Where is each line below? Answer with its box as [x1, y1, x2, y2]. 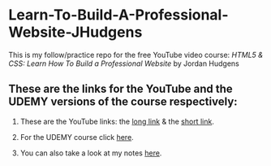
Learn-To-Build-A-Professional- [8, 6, 229, 24]
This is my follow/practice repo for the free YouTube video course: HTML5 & [8, 50, 264, 59]
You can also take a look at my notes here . [19, 148, 162, 158]
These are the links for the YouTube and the [8, 82, 233, 96]
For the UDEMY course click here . [19, 132, 134, 142]
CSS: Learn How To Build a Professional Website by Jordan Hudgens [8, 59, 239, 68]
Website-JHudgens [8, 23, 143, 41]
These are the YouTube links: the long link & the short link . [19, 116, 215, 126]
